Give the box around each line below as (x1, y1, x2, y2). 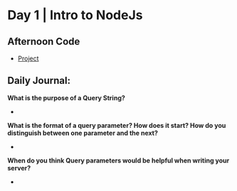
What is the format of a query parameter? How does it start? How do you (7, 121, 226, 129)
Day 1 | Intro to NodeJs (7, 7, 143, 23)
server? (7, 163, 31, 172)
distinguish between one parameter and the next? (7, 129, 159, 137)
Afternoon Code (7, 36, 80, 48)
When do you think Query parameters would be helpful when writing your (7, 156, 230, 165)
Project (17, 54, 39, 62)
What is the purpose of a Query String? (7, 93, 126, 102)
